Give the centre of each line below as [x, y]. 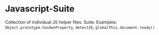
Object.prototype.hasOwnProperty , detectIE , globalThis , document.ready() [80, 27]
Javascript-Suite [40, 9]
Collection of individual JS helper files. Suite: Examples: [61, 22]
